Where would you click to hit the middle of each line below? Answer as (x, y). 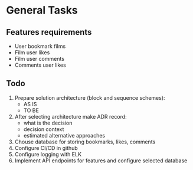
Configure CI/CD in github (46, 148)
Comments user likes (40, 65)
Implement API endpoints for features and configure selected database (101, 161)
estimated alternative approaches (64, 135)
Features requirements (49, 32)
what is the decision (48, 123)
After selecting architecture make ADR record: (71, 116)
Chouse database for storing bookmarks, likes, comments (85, 142)
